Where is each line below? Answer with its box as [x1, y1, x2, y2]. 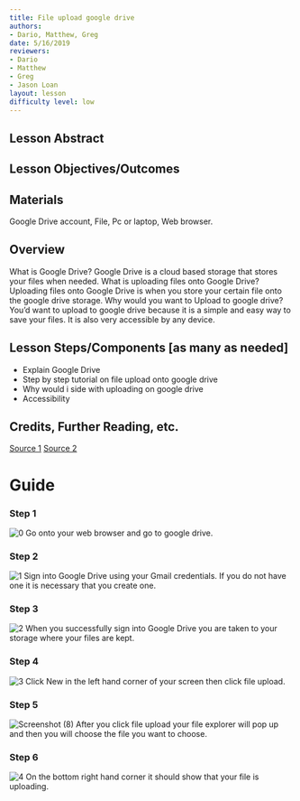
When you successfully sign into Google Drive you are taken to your [25, 623, 277, 634]
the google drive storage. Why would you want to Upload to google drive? [9, 294, 284, 305]
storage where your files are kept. [9, 633, 135, 644]
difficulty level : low [9, 97, 95, 107]
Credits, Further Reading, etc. [9, 419, 179, 434]
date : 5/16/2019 [9, 38, 70, 48]
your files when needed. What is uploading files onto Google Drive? [9, 275, 259, 286]
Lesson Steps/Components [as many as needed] [9, 340, 289, 356]
